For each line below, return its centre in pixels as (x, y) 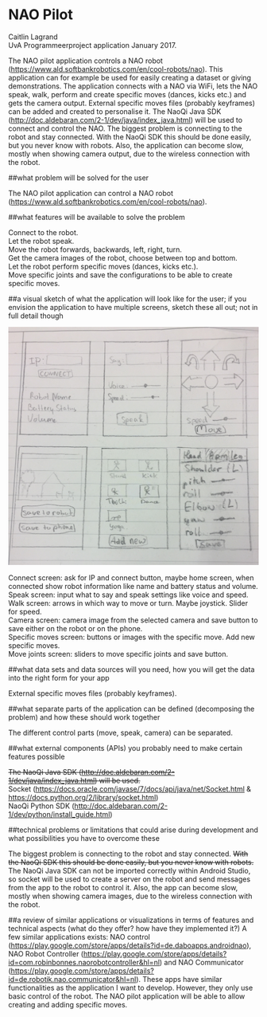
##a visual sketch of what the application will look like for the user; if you (128, 298)
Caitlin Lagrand (33, 37)
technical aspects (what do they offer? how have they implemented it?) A (128, 928)
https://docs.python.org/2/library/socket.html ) (83, 797)
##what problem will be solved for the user (79, 178)
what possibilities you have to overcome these (84, 838)
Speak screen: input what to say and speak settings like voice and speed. (128, 595)
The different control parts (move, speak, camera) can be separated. (120, 732)
